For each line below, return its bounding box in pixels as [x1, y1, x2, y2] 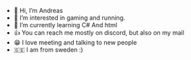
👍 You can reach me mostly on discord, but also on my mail [13, 29, 185, 37]
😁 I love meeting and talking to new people [13, 38, 137, 46]
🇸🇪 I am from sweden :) [13, 46, 83, 54]
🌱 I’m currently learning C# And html [13, 21, 117, 29]
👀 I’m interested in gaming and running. [13, 14, 125, 22]
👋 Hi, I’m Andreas [13, 7, 63, 14]
